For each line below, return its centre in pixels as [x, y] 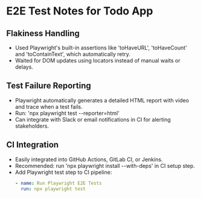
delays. [24, 67]
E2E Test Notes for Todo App [80, 11]
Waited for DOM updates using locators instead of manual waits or [97, 60]
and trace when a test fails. [49, 107]
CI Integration [33, 145]
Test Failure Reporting [49, 86]
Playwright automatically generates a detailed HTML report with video [102, 100]
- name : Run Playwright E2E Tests [58, 183]
